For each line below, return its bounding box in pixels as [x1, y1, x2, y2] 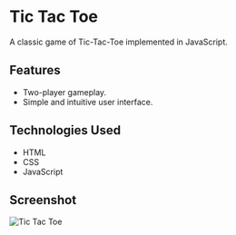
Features [9, 63, 61, 78]
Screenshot [9, 192, 77, 208]
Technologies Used [9, 122, 121, 138]
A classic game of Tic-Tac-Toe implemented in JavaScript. [9, 36, 229, 47]
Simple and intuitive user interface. [22, 96, 153, 107]
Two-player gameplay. [22, 86, 107, 97]
